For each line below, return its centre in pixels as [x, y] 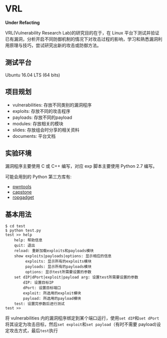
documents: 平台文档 [34, 136]
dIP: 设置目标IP [38, 283]
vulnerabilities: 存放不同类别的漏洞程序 [52, 105]
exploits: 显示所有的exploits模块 [58, 262]
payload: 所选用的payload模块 [52, 299]
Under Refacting [22, 22]
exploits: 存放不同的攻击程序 [41, 111]
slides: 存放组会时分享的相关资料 [46, 130]
